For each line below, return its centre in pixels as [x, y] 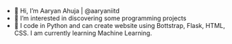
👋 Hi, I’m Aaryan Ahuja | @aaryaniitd [67, 11]
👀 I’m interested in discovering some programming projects [100, 18]
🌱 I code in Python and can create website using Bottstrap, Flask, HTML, [120, 25]
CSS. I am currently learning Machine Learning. [83, 33]
